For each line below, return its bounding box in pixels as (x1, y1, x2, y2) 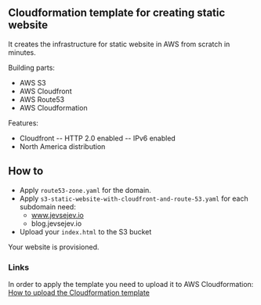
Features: (8, 118, 39, 128)
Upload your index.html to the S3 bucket (19, 227, 152, 236)
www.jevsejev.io (31, 210, 85, 220)
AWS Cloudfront (19, 86, 72, 96)
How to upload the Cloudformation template (8, 288, 150, 297)
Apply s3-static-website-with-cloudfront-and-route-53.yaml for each (19, 194, 248, 203)
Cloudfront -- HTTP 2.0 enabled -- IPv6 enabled (19, 133, 176, 143)
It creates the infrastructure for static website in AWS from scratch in (8, 39, 230, 49)
